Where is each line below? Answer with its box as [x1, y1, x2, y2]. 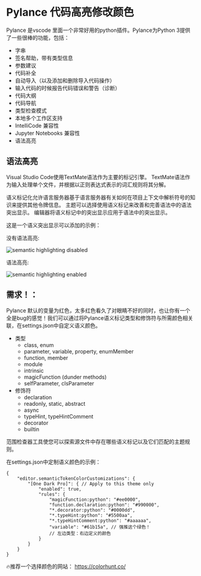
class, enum [23, 341, 54, 349]
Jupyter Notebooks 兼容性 [14, 129, 80, 136]
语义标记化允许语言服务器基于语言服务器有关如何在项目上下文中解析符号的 [6, 194, 190, 201]
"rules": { [38, 491, 66, 497]
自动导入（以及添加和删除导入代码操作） [14, 76, 115, 84]
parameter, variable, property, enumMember [23, 348, 134, 355]
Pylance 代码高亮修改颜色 [6, 5, 134, 19]
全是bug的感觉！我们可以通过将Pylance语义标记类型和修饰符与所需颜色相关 [6, 314, 193, 322]
